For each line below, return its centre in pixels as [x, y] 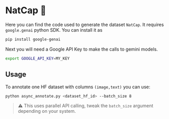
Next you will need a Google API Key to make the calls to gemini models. [82, 49]
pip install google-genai [33, 39]
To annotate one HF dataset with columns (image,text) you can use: [78, 87]
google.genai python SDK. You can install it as [54, 30]
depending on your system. [47, 111]
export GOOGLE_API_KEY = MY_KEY [38, 58]
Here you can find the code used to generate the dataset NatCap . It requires [84, 25]
